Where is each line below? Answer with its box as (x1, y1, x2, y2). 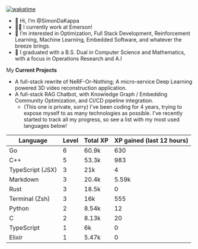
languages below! (23, 122, 67, 129)
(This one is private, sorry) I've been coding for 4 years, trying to (23, 103, 183, 110)
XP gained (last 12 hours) (114, 137, 189, 144)
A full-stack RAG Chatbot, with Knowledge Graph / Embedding (14, 91, 168, 97)
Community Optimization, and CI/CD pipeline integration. (14, 97, 154, 104)
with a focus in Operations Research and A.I (14, 55, 123, 62)
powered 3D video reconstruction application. (14, 84, 127, 92)
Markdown (9, 175, 39, 184)
